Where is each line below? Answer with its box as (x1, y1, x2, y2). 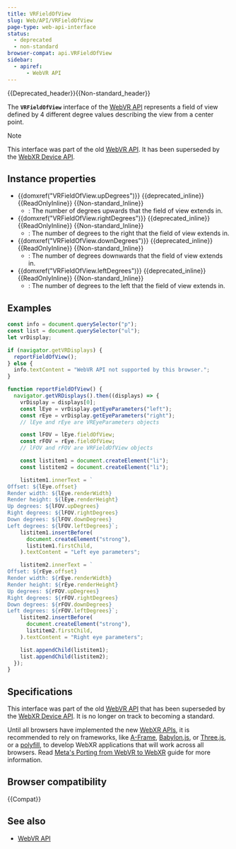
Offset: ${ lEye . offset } (7, 483, 78, 490)
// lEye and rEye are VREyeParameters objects (20, 418, 160, 426)
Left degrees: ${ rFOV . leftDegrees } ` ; (7, 607, 119, 615)
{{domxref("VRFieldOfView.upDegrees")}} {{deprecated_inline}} (17, 191, 205, 200)
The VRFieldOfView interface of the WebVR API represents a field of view (7, 102, 218, 111)
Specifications (7, 686, 73, 698)
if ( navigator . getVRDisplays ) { (7, 347, 102, 354)
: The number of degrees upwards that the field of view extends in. (28, 206, 223, 215)
